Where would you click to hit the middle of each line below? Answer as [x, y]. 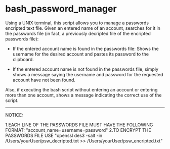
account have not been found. [44, 80]
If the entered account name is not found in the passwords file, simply [85, 69]
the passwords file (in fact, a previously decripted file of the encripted [78, 33]
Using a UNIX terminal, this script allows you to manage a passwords [77, 23]
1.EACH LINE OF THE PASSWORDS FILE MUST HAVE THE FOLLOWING [79, 125]
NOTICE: [14, 115]
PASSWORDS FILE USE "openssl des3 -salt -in [54, 135]
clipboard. [23, 59]
